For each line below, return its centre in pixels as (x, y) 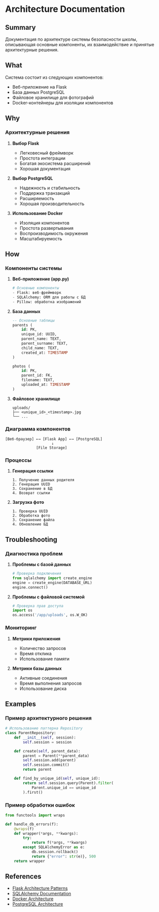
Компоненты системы (34, 268)
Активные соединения (43, 678)
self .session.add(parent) (50, 760)
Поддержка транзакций (45, 193)
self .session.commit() (46, 765)
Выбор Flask (26, 143)
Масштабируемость (41, 238)
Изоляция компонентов (44, 223)
